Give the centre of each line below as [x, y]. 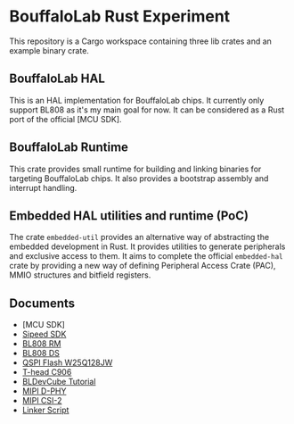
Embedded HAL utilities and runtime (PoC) [129, 216]
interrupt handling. [43, 187]
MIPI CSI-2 [42, 401]
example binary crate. [49, 50]
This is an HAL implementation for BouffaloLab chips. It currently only [137, 100]
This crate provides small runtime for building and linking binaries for [135, 169]
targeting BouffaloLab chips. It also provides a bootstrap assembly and [139, 178]
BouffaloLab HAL [57, 79]
